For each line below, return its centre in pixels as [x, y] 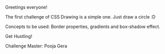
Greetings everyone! [26, 7]
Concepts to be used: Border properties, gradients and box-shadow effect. [83, 26]
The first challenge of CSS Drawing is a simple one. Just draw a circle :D [80, 17]
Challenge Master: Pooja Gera [36, 46]
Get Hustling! [19, 36]
